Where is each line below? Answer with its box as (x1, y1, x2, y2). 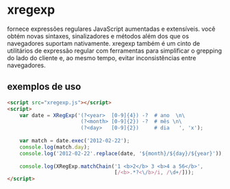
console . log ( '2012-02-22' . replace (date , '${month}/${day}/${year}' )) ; (19, 150, 225, 157)
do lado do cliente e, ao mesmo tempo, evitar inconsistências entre (7, 53, 196, 62)
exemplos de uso (7, 81, 81, 92)
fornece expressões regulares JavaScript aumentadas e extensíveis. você (7, 25, 216, 33)
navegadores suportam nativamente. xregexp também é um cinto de (7, 39, 201, 47)
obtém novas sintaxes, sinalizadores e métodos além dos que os (7, 32, 190, 40)
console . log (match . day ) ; (19, 143, 90, 151)
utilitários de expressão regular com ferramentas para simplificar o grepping (7, 47, 222, 55)
